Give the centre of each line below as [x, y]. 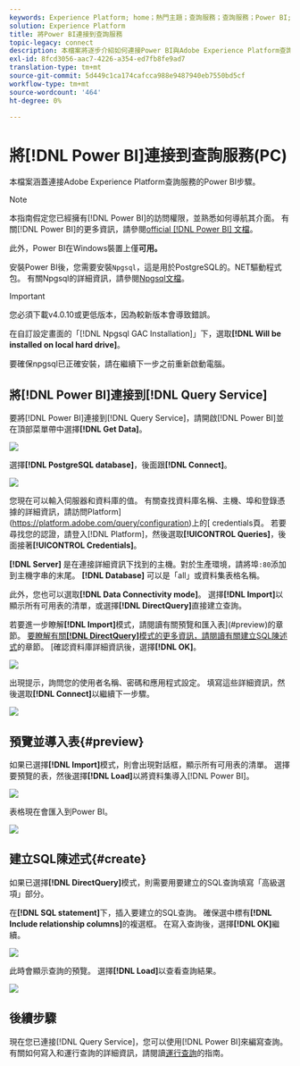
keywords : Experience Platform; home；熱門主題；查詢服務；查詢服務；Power [142, 17]
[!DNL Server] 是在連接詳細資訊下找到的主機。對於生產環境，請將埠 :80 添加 [148, 565]
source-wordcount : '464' [55, 92]
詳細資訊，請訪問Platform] [73, 512]
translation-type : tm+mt [55, 68]
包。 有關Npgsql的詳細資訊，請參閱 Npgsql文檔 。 [100, 279]
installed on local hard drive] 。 [67, 345]
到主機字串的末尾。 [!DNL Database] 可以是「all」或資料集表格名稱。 [137, 575]
